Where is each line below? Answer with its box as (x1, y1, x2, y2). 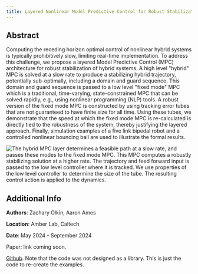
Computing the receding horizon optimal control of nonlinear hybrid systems (6, 46, 192, 53)
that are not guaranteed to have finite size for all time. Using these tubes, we (6, 108, 192, 115)
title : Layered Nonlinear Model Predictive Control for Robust (6, 8, 165, 15)
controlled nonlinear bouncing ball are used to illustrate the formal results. (6, 134, 186, 141)
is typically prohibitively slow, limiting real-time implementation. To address (6, 52, 189, 60)
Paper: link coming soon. (6, 243, 67, 250)
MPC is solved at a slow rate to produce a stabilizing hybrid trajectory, (6, 71, 177, 78)
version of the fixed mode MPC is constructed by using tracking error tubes (6, 103, 190, 110)
